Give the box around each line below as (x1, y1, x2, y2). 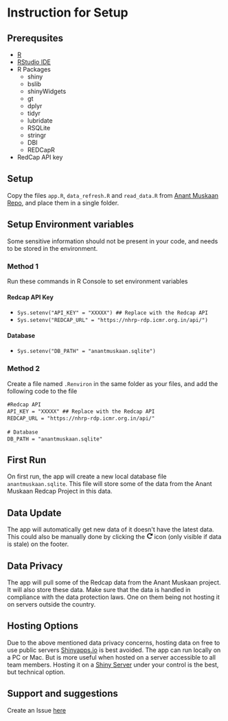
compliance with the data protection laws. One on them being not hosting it (7, 593, 220, 601)
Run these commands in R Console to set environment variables (7, 277, 188, 285)
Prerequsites (7, 32, 64, 44)
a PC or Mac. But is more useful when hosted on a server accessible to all (7, 653, 216, 661)
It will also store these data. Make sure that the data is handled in (7, 586, 191, 594)
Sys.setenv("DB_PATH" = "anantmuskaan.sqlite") (16, 348, 156, 355)
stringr (27, 131, 47, 139)
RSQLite (27, 124, 51, 132)
